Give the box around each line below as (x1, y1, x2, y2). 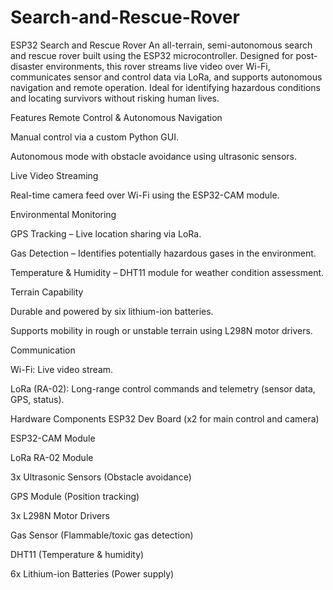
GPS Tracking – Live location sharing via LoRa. (10, 227, 202, 240)
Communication (10, 344, 76, 356)
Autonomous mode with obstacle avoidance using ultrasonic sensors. (10, 150, 297, 162)
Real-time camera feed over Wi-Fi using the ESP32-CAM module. (10, 189, 280, 201)
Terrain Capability (10, 286, 84, 298)
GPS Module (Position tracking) (10, 490, 140, 502)
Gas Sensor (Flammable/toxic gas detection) (10, 529, 194, 541)
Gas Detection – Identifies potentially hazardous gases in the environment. (10, 247, 317, 259)
